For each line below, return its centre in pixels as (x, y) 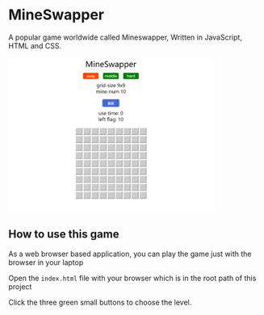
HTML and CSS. (35, 45)
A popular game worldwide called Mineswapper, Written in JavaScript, (125, 37)
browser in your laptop (46, 262)
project (20, 286)
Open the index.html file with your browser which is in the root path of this (132, 278)
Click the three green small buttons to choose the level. (100, 302)
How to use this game (64, 235)
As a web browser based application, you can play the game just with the (130, 254)
